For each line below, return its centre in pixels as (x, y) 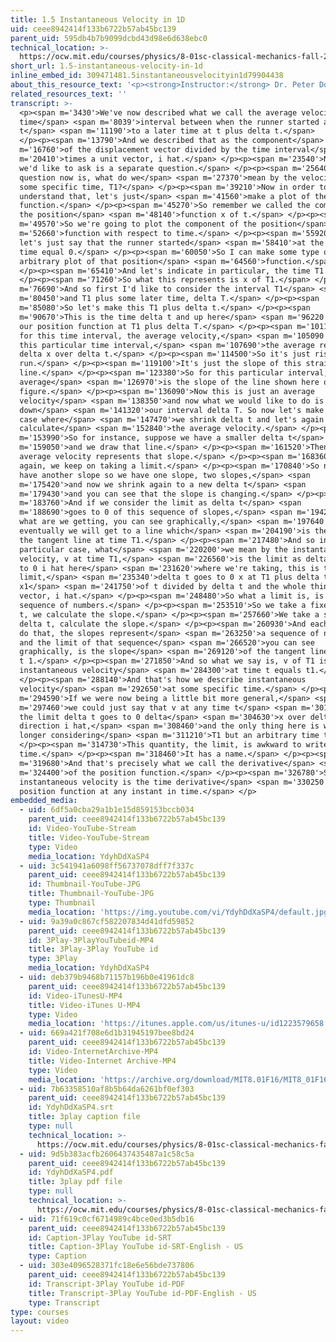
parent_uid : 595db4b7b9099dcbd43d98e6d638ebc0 (109, 38)
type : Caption (57, 1256)
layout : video (40, 1321)
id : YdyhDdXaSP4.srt (71, 1107)
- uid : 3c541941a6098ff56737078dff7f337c (107, 866)
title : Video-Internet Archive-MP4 (102, 1061)
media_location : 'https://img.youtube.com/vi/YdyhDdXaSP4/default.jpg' (180, 912)
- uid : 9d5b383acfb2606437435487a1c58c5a (107, 1154)
